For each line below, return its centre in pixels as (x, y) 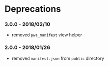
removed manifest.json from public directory (58, 58)
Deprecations (33, 9)
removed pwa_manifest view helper (47, 35)
